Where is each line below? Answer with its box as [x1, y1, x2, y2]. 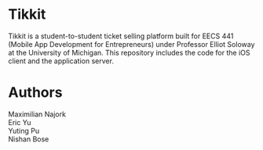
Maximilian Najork [8, 109, 67, 119]
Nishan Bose [8, 134, 49, 144]
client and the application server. [8, 56, 114, 66]
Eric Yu [8, 117, 31, 127]
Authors [8, 84, 63, 102]
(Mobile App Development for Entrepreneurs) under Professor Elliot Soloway [8, 39, 255, 48]
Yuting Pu [8, 126, 40, 135]
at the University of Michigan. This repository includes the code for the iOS [8, 48, 250, 57]
